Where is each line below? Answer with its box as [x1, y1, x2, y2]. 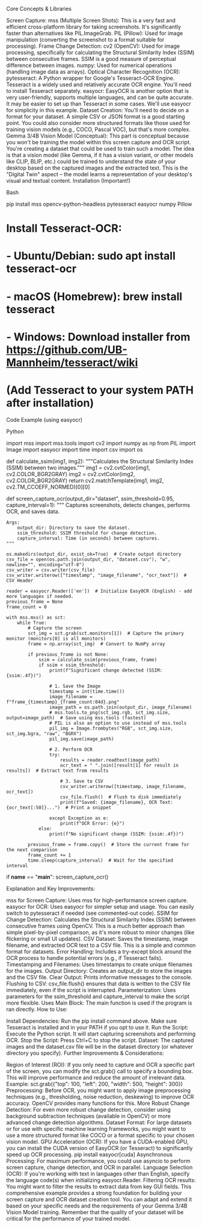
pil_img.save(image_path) [49, 736, 114, 742]
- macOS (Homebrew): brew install [6, 290, 183, 304]
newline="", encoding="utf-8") [6, 561, 85, 568]
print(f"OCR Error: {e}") [60, 820, 125, 826]
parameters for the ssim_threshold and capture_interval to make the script [6, 993, 190, 1000]
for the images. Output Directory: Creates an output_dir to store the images [6, 967, 192, 974]
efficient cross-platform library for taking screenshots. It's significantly [6, 24, 182, 30]
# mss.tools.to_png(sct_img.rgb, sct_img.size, [49, 709, 171, 716]
